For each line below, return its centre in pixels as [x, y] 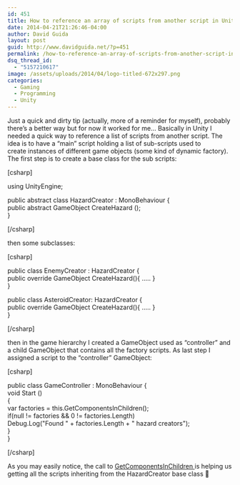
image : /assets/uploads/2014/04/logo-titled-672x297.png [94, 74]
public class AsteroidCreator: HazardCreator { [75, 300]
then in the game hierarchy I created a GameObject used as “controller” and [119, 342]
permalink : [24, 54]
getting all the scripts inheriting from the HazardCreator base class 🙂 [108, 474]
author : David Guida [38, 34]
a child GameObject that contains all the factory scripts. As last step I [109, 350]
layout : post [27, 41]
